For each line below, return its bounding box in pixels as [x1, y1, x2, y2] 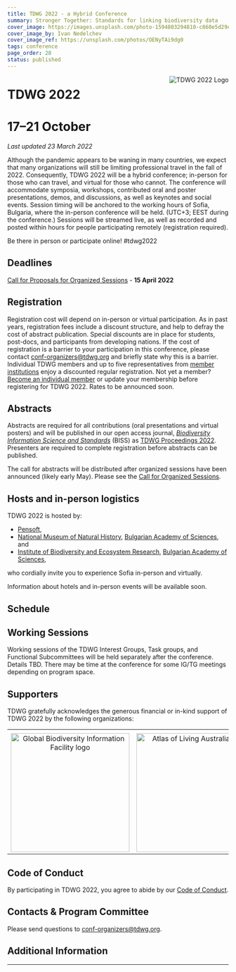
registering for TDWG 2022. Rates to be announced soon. [7, 382, 174, 391]
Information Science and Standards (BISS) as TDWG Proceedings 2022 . [7, 436, 216, 444]
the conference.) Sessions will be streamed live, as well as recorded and [7, 216, 217, 224]
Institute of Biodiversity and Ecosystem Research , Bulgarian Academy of [17, 547, 228, 556]
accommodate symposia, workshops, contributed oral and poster [7, 185, 197, 194]
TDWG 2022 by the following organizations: [7, 714, 134, 723]
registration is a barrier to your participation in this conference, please [7, 344, 210, 353]
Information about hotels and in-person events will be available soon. [7, 582, 207, 591]
